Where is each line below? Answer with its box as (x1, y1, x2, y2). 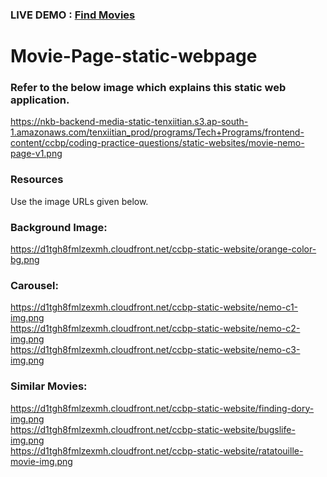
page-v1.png (10, 148, 63, 160)
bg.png (10, 254, 40, 265)
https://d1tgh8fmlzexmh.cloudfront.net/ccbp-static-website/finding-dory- (10, 402, 315, 414)
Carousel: (10, 278, 59, 292)
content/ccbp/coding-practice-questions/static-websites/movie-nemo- (10, 137, 305, 149)
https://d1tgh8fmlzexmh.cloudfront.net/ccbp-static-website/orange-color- (10, 243, 317, 255)
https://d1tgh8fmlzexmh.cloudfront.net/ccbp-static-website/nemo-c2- (10, 323, 301, 335)
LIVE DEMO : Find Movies (10, 8, 136, 22)
